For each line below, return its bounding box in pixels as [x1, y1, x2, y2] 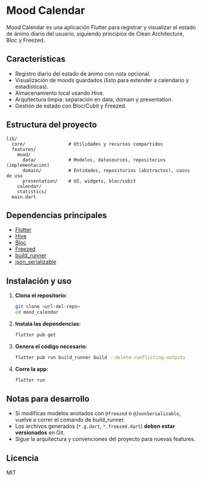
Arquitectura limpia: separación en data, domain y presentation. [14, 95, 173, 103]
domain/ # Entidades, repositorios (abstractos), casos [22, 167, 190, 173]
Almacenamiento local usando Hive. [14, 89, 104, 97]
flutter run [14, 377, 45, 383]
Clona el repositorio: [14, 292, 68, 299]
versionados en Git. [14, 429, 65, 436]
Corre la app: [14, 365, 49, 372]
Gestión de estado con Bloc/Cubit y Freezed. [14, 102, 127, 109]
